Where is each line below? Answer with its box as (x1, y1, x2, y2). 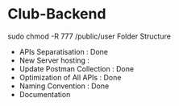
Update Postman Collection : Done (19, 63, 135, 73)
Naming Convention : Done (19, 81, 110, 91)
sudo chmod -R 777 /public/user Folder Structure (7, 31, 171, 41)
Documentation (19, 89, 71, 99)
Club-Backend (7, 5, 106, 23)
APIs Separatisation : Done (19, 47, 109, 56)
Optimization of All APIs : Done (19, 72, 122, 82)
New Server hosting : (19, 55, 90, 65)
